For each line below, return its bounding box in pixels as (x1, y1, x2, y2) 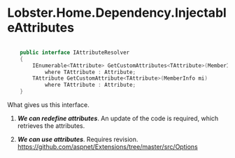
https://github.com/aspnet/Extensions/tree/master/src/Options (17, 143, 198, 151)
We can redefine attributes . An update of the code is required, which (17, 114, 219, 123)
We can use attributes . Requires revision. (17, 135, 138, 144)
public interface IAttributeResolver (20, 49, 130, 56)
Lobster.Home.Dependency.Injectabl (7, 5, 227, 21)
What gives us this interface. (7, 101, 90, 109)
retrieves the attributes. (17, 122, 85, 130)
